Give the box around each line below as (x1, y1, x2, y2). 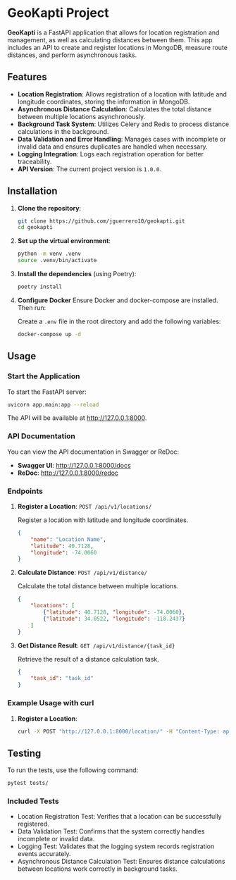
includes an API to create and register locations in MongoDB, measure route (7, 43, 228, 51)
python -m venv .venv (17, 250, 81, 258)
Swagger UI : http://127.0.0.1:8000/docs (17, 461, 132, 469)
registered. (17, 819, 49, 829)
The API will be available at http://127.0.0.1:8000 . (7, 414, 147, 422)
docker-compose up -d (17, 330, 81, 337)
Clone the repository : (17, 204, 82, 212)
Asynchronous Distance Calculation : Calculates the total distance (17, 104, 212, 113)
